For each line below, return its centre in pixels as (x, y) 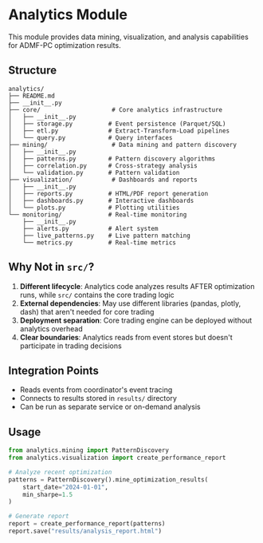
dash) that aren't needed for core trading (87, 311)
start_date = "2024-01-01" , (66, 487)
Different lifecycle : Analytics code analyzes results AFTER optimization (137, 286)
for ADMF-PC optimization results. (65, 45)
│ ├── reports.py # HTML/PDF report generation (108, 193)
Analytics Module (68, 15)
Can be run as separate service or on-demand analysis (110, 407)
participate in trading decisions (71, 346)
